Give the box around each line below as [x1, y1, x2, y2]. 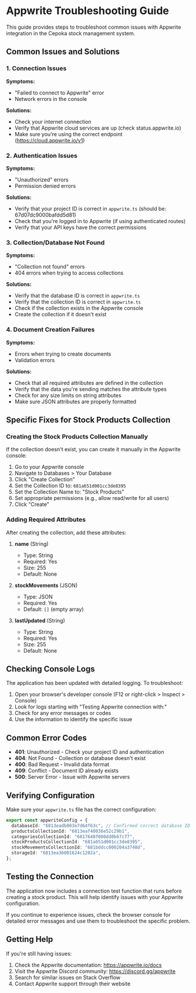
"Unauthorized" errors [14, 176, 69, 183]
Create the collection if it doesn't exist [14, 311, 107, 318]
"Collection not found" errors [14, 263, 85, 271]
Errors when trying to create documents [14, 350, 111, 357]
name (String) [14, 540, 49, 547]
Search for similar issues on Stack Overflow [14, 974, 121, 981]
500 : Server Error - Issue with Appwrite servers [14, 774, 130, 781]
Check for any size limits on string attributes [14, 391, 121, 398]
